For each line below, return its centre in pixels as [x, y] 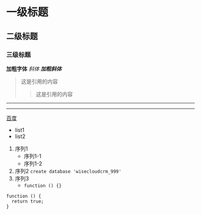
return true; [28, 201]
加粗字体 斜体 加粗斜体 [34, 69]
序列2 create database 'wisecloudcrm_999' [68, 171]
